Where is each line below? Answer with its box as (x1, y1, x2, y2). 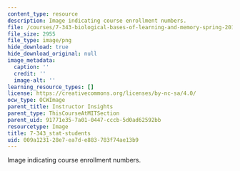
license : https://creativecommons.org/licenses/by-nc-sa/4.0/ (7, 90, 196, 97)
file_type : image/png (7, 37, 72, 44)
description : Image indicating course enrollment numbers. (7, 17, 187, 24)
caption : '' (14, 63, 50, 71)
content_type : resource (7, 10, 79, 18)
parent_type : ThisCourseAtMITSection (7, 110, 120, 117)
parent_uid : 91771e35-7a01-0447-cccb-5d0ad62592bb (7, 116, 161, 123)
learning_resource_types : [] (7, 83, 94, 90)
